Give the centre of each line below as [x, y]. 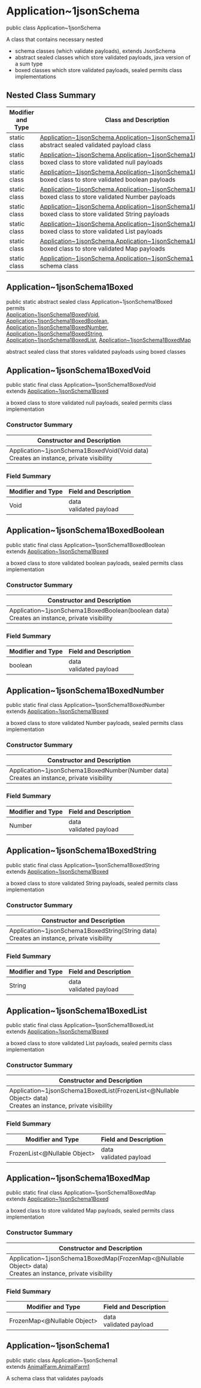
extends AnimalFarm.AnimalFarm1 [48, 1366]
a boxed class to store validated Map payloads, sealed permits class [90, 1211]
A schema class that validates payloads [55, 1378]
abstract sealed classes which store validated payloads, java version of [103, 57]
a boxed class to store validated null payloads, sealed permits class [89, 403]
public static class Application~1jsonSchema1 [62, 1360]
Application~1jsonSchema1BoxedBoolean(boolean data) [89, 611]
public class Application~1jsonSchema [54, 28]
